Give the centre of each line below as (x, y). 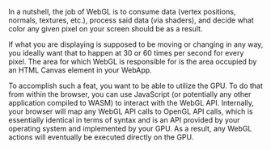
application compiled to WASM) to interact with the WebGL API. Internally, (131, 103)
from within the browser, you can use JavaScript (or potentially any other (130, 94)
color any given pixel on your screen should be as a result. (106, 29)
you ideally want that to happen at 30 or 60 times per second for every (126, 53)
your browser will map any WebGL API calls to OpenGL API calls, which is (131, 111)
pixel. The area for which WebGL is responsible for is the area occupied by (133, 61)
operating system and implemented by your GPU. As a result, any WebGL (130, 129)
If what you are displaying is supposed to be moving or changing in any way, (136, 44)
